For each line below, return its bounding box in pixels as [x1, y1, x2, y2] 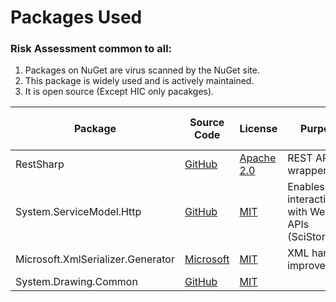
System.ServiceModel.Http [15, 205, 142, 219]
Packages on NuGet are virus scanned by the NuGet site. [24, 64, 260, 76]
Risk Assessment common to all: [10, 42, 173, 56]
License [239, 122, 278, 136]
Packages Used [10, 6, 143, 29]
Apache [239, 151, 277, 165]
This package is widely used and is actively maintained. [24, 75, 255, 87]
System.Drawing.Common [15, 275, 138, 289]
